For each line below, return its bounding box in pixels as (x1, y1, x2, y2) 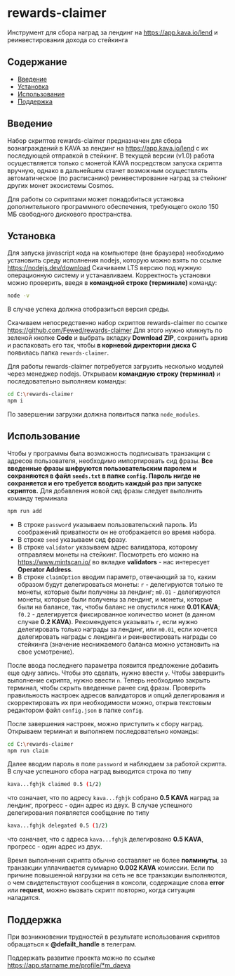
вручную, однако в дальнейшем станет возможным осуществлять (7, 166, 208, 175)
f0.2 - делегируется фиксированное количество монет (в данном (17, 610, 215, 619)
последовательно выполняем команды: (7, 377, 127, 386)
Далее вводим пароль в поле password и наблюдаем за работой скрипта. (7, 760, 227, 768)
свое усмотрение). (17, 647, 75, 656)
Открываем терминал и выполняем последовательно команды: (7, 727, 199, 735)
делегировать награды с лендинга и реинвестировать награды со (17, 632, 217, 641)
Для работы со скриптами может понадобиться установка (7, 195, 184, 203)
